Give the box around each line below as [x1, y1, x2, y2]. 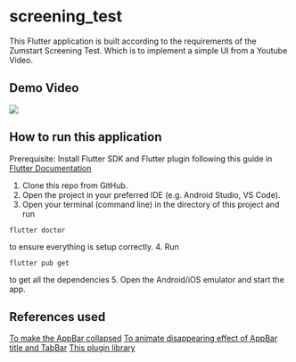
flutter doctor [9, 226, 66, 234]
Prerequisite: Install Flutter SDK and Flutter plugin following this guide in [9, 153, 273, 164]
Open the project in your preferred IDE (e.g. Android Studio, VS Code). [21, 189, 281, 200]
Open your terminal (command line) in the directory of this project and [21, 199, 280, 210]
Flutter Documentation [9, 162, 92, 173]
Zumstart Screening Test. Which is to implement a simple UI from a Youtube [9, 45, 288, 55]
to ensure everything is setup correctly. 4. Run [9, 241, 180, 251]
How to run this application [9, 129, 162, 144]
